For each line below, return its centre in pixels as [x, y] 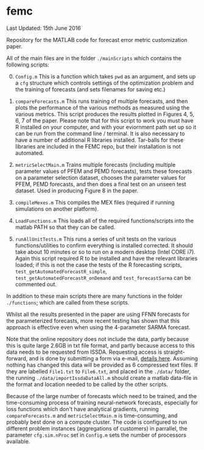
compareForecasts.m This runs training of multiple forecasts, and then [101, 101]
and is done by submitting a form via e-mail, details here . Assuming [113, 358]
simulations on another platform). [57, 209]
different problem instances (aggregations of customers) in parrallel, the [97, 428]
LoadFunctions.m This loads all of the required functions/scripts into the [104, 220]
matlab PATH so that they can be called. [65, 227]
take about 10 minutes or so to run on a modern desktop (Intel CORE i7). [105, 251]
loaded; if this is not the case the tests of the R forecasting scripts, [98, 265]
